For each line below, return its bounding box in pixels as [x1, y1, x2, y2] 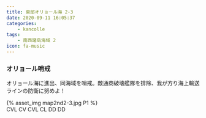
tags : [6, 32, 20, 38]
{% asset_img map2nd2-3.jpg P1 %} [6, 99, 98, 107]
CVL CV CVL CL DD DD [6, 106, 66, 113]
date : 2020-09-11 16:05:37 [6, 15, 75, 21]
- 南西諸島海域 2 [17, 37, 56, 43]
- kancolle [17, 26, 45, 32]
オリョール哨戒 [6, 64, 51, 73]
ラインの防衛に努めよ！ [6, 87, 66, 95]
